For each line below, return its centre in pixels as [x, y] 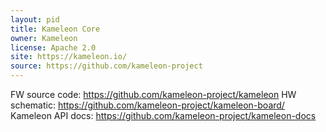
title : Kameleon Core [55, 29]
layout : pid [35, 19]
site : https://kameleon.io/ [69, 57]
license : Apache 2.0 [53, 47]
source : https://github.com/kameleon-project [106, 66]
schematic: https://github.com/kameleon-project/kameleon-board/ [147, 105]
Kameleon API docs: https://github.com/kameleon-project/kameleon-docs [163, 115]
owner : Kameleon [44, 38]
